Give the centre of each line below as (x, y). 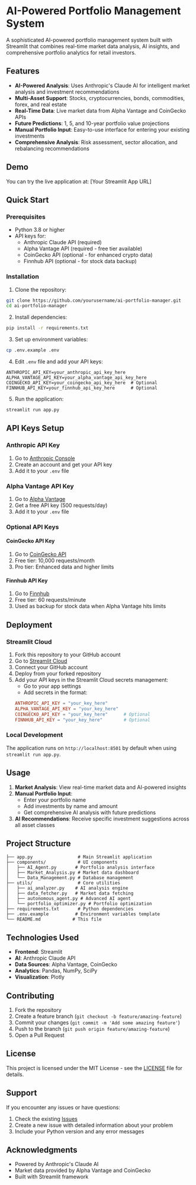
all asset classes (35, 825)
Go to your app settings (52, 686)
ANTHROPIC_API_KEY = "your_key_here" (61, 703)
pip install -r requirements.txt (47, 328)
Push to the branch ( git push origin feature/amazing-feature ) (92, 1029)
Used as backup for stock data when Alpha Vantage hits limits (90, 606)
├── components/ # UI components (62, 863)
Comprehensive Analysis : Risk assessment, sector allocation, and (96, 142)
